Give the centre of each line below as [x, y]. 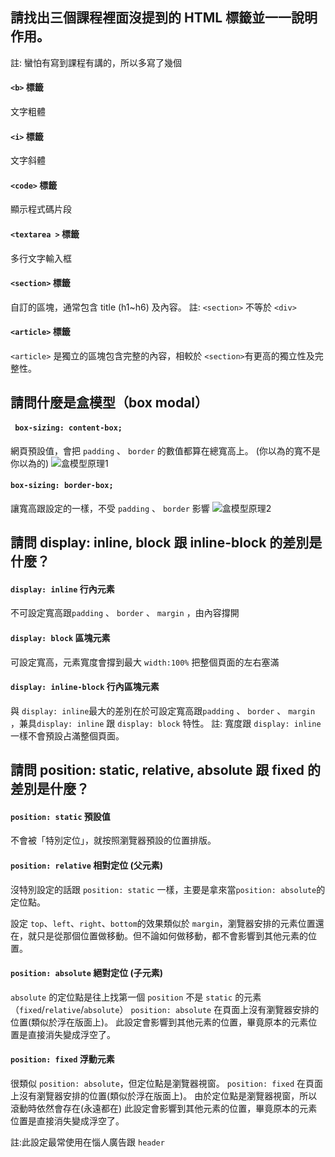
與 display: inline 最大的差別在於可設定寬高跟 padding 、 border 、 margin [163, 710]
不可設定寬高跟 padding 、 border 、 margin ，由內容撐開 [125, 613]
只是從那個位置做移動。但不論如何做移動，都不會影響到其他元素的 [172, 935]
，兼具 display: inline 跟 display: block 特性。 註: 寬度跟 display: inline [166, 723]
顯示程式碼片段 [41, 209]
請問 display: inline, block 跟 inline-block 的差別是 [166, 543]
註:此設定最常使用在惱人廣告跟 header [87, 1142]
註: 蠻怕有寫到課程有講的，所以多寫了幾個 [96, 62]
